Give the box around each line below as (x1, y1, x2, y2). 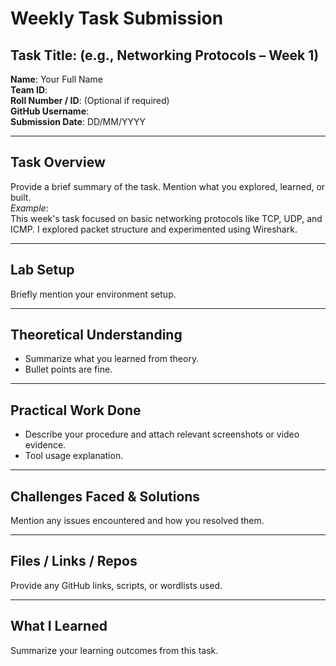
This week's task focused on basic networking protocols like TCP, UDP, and (10, 212, 323, 224)
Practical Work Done (10, 402, 142, 419)
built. (10, 191, 32, 203)
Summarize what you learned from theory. (24, 353, 200, 365)
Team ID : (10, 84, 48, 96)
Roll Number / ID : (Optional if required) (10, 95, 170, 106)
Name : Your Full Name (10, 73, 103, 85)
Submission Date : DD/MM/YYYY (10, 116, 146, 127)
